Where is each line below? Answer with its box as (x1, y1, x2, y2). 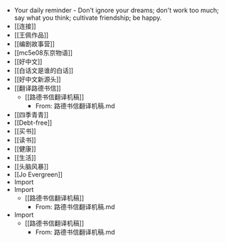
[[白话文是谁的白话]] (14, 67, 74, 74)
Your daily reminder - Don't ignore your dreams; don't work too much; (14, 6, 219, 14)
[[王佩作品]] (14, 31, 49, 39)
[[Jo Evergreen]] (14, 170, 63, 179)
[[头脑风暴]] (14, 162, 49, 171)
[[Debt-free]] (14, 118, 53, 127)
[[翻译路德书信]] (14, 84, 62, 92)
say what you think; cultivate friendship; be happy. (14, 13, 162, 22)
